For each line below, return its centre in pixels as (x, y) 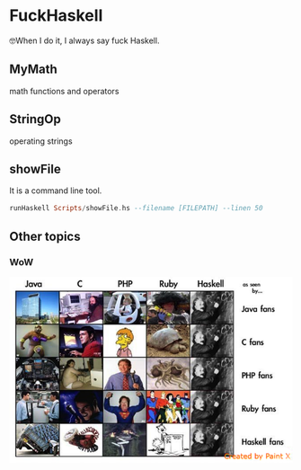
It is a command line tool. (56, 191)
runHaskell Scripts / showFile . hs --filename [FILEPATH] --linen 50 (136, 208)
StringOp (35, 119)
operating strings (41, 141)
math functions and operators (64, 91)
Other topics (45, 236)
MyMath (34, 70)
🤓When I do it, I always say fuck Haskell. (84, 40)
